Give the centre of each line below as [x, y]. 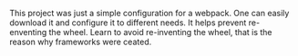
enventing [28, 32]
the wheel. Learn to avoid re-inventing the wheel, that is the [160, 32]
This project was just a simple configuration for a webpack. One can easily [149, 13]
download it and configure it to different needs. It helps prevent [128, 23]
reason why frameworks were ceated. [81, 42]
